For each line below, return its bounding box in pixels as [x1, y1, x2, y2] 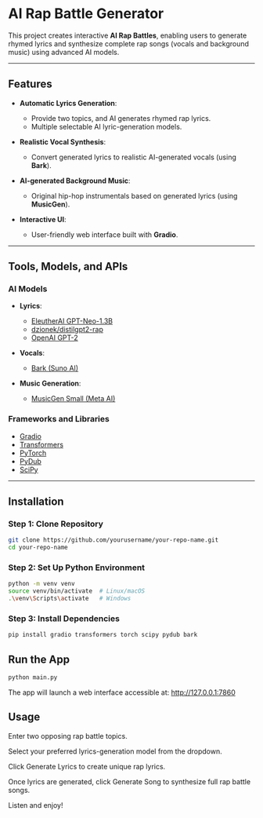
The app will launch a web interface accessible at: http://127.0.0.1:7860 [8, 688, 236, 697]
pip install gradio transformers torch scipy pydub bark [8, 631, 198, 639]
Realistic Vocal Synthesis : [19, 137, 106, 146]
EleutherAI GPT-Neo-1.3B [31, 316, 113, 326]
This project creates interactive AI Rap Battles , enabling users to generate [8, 31, 247, 40]
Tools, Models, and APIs [8, 260, 128, 273]
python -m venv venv [8, 580, 76, 588]
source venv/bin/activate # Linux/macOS [8, 587, 146, 595]
